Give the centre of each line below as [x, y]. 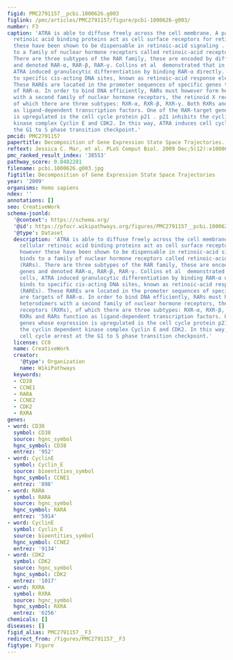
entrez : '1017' [35, 581]
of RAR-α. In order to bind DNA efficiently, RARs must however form [116, 91]
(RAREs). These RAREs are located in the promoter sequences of [114, 291]
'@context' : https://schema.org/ [62, 220]
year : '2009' [26, 181]
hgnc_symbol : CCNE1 [42, 478]
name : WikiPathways [48, 368]
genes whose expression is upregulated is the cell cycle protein [118, 323]
